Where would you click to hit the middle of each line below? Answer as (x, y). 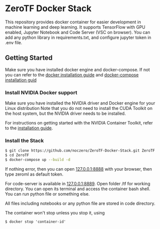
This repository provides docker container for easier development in (73, 22)
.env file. (14, 42)
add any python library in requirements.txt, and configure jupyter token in (78, 37)
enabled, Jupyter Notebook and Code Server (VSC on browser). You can (78, 32)
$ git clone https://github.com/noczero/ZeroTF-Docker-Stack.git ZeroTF (80, 151)
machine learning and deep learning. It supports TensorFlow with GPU (75, 27)
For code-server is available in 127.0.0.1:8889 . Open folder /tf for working (78, 183)
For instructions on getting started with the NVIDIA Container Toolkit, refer (79, 123)
